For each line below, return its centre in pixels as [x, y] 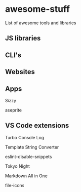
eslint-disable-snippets [29, 156]
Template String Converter [32, 147]
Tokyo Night [18, 166]
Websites [20, 72]
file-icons [15, 185]
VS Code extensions [37, 126]
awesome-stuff [38, 9]
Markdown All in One [26, 176]
